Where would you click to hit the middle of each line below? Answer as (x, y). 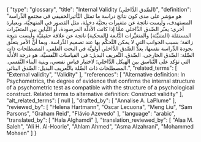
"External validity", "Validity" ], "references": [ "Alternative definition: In (96, 74)
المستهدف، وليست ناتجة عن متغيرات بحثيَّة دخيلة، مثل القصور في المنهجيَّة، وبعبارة (99, 22)
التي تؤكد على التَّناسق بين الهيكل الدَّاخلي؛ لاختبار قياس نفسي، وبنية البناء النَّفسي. (98, 62)
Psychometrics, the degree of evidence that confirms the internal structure (101, 81)
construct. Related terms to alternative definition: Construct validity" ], (95, 94)
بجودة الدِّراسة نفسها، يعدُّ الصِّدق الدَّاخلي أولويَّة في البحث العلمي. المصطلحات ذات (100, 48)
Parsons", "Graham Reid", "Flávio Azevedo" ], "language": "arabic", (91, 114)
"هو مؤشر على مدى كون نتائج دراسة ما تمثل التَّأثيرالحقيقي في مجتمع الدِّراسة (94, 16)
